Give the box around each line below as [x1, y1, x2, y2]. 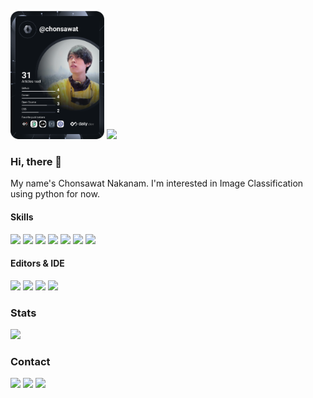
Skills [10, 211, 34, 223]
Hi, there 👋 [10, 154, 63, 168]
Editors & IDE [10, 257, 65, 270]
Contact [10, 354, 51, 368]
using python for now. [10, 188, 100, 200]
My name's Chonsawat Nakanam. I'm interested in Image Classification [10, 177, 304, 190]
